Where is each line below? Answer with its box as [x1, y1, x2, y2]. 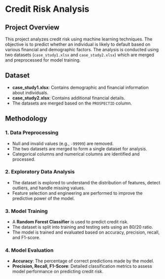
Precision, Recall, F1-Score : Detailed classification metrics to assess [12, 263, 152, 269]
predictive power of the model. [12, 195, 75, 201]
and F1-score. [12, 235, 40, 241]
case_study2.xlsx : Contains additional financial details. [12, 95, 126, 101]
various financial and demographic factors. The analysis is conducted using [5, 47, 159, 52]
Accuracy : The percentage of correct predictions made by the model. [12, 258, 154, 264]
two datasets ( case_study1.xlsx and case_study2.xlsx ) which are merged [5, 52, 154, 58]
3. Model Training [5, 208, 48, 214]
